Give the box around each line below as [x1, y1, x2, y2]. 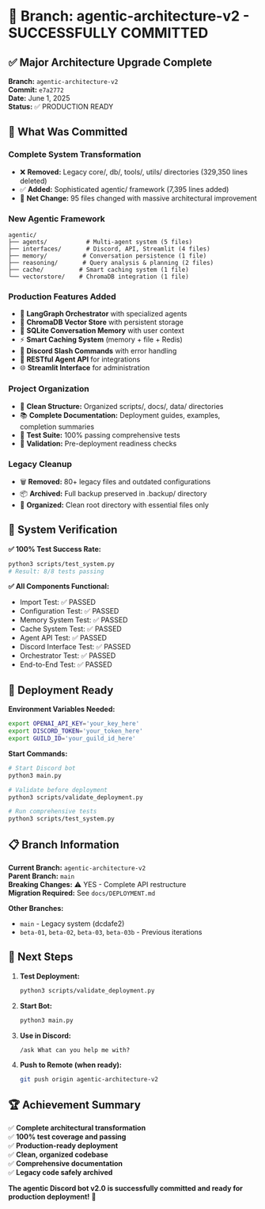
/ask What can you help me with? [19, 1046, 131, 1054]
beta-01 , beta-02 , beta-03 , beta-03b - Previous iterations [19, 927, 203, 936]
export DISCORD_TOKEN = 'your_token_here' [8, 727, 144, 736]
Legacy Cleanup [8, 458, 73, 469]
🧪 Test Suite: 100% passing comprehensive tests [19, 430, 180, 439]
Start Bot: [19, 1000, 53, 1010]
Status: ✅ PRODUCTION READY [8, 102, 114, 111]
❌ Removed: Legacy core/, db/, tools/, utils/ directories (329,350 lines [19, 166, 248, 177]
